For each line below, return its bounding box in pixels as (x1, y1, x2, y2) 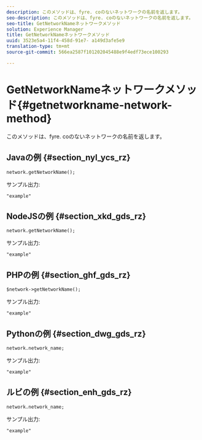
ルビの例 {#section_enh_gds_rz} (6, 387, 132, 398)
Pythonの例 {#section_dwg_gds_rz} (6, 328, 146, 339)
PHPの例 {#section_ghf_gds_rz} (6, 270, 131, 280)
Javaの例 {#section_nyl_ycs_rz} (6, 152, 131, 163)
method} (6, 111, 52, 125)
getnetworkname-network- (29, 98, 173, 112)
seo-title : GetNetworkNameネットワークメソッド (6, 20, 121, 26)
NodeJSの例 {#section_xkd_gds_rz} (6, 211, 146, 221)
